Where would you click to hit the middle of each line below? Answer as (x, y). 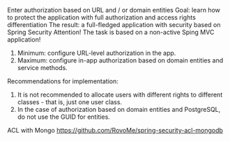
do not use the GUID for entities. (63, 117)
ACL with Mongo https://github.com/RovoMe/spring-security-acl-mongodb (115, 130)
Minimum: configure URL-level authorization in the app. (97, 53)
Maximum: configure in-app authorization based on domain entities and (120, 60)
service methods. (42, 68)
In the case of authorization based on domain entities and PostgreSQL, (119, 109)
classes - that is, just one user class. (70, 102)
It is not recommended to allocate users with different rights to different (120, 94)
